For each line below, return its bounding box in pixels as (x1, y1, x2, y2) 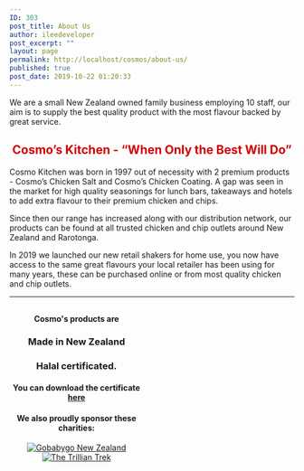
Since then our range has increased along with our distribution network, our (9, 212, 292, 223)
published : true (9, 64, 71, 73)
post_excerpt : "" (9, 38, 75, 48)
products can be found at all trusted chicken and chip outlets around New (9, 222, 284, 233)
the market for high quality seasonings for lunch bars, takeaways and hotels (9, 185, 292, 196)
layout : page (9, 47, 59, 56)
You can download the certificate (13, 382, 140, 393)
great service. (9, 116, 62, 127)
